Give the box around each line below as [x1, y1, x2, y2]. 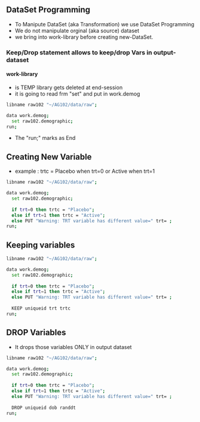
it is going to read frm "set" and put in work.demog [14, 90, 140, 97]
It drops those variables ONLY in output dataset [14, 343, 133, 350]
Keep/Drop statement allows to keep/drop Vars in [6, 48, 152, 56]
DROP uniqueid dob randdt [11, 405, 76, 411]
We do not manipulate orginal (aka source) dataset [14, 27, 140, 34]
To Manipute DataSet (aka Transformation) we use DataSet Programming [14, 20, 195, 27]
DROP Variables [6, 328, 67, 338]
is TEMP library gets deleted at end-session [14, 84, 123, 91]
